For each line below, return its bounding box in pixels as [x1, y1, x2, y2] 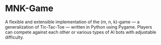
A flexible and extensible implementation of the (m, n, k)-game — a [5, 19, 140, 25]
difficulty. [5, 34, 24, 40]
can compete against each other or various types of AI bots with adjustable [5, 29, 157, 35]
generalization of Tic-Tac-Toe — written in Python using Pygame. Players [5, 24, 152, 30]
